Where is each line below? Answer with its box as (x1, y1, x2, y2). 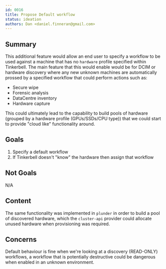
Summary (5, 40, 37, 48)
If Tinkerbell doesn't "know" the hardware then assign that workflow (12, 154, 154, 160)
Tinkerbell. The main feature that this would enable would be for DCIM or (5, 64, 156, 70)
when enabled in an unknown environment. (5, 259, 94, 265)
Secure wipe (12, 84, 39, 91)
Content (5, 197, 32, 205)
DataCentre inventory (12, 95, 57, 101)
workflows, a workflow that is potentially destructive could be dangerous (5, 254, 155, 260)
